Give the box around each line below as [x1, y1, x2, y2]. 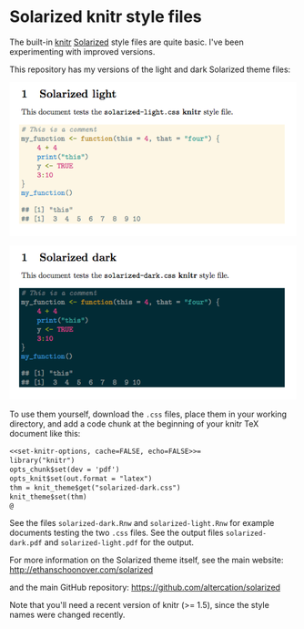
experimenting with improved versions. [9, 46, 156, 57]
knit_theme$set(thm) [9, 492, 88, 502]
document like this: [9, 428, 81, 439]
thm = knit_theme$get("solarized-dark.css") [9, 483, 181, 493]
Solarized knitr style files [9, 6, 202, 27]
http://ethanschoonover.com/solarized [9, 564, 154, 575]
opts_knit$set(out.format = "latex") [9, 474, 153, 484]
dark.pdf [9, 539, 43, 548]
